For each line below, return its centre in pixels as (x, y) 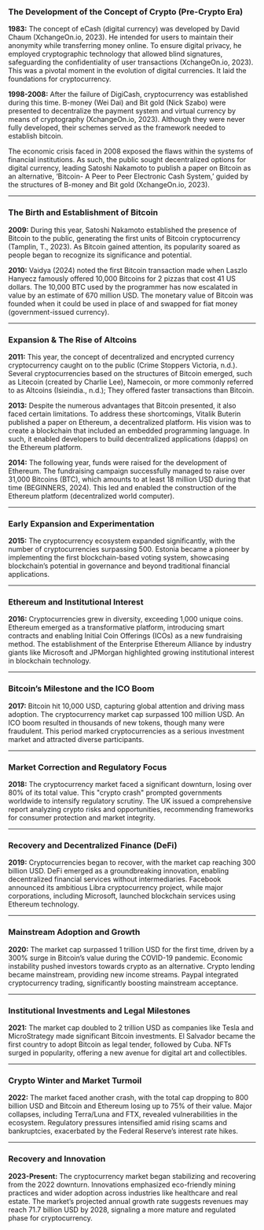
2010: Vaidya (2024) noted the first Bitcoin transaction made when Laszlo (128, 270)
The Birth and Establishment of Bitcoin (83, 212)
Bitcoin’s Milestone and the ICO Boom (81, 689)
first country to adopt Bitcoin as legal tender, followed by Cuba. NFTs (120, 1044)
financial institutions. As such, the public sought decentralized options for (127, 160)
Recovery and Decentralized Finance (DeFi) (93, 846)
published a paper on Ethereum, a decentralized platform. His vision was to (130, 422)
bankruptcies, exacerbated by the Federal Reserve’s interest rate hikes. (123, 1131)
